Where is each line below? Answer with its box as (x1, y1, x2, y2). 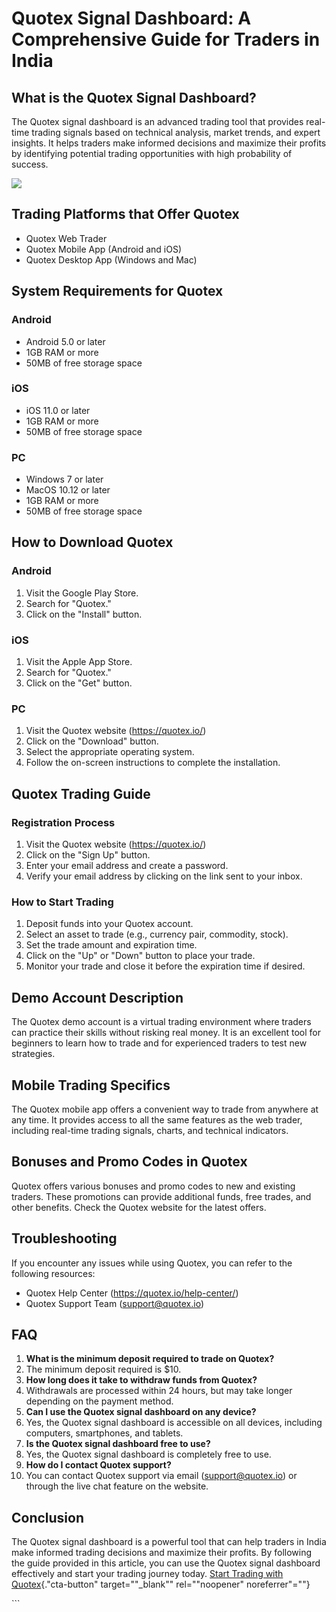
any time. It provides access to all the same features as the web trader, (11, 1113, 303, 1126)
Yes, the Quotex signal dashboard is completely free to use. (25, 1448, 272, 1461)
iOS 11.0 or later (25, 404, 91, 416)
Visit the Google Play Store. (25, 587, 139, 599)
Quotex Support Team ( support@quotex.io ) (25, 1297, 205, 1309)
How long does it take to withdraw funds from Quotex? (25, 1374, 258, 1386)
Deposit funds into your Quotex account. (25, 918, 194, 930)
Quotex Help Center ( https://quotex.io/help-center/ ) (25, 1287, 239, 1299)
